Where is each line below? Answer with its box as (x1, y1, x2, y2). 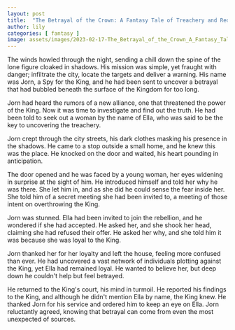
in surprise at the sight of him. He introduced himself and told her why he (7, 178, 218, 186)
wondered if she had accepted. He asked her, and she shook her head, (7, 221, 212, 229)
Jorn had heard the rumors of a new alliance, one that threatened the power (7, 99, 226, 107)
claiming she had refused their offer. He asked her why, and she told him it (7, 229, 222, 237)
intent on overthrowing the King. (7, 200, 100, 208)
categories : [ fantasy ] (7, 29, 80, 37)
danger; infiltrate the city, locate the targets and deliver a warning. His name (7, 71, 227, 79)
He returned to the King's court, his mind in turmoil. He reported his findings (7, 285, 227, 294)
